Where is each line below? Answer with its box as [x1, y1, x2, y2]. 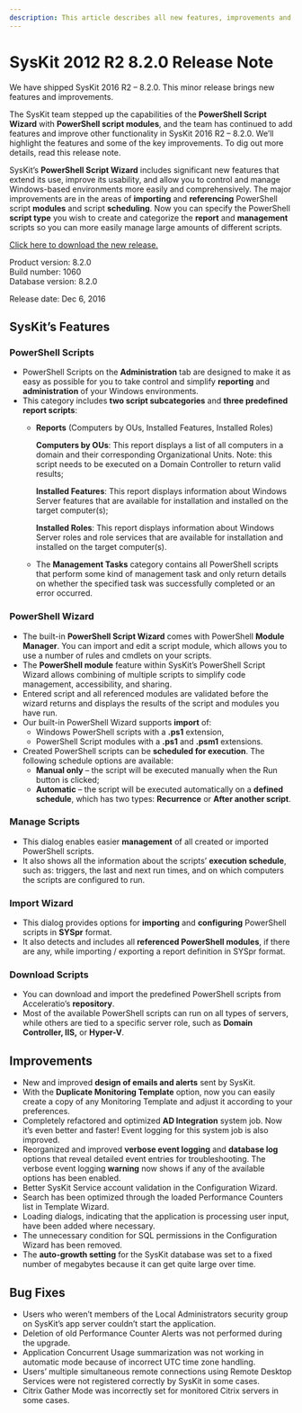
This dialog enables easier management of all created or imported [22, 836, 270, 847]
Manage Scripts [9, 815, 81, 828]
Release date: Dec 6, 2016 [9, 293, 106, 304]
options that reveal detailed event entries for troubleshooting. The [22, 1154, 266, 1165]
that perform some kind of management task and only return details [35, 569, 287, 580]
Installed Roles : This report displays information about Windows [35, 523, 275, 534]
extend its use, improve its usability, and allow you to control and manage [9, 174, 281, 184]
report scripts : [22, 405, 78, 416]
